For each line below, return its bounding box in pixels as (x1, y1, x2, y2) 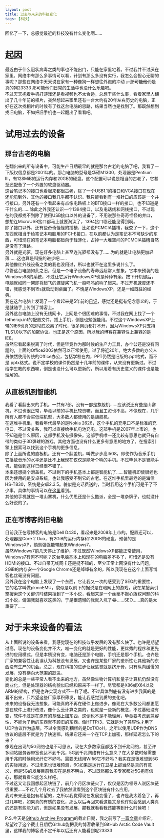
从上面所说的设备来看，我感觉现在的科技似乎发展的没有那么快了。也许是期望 (5, 639, 159, 645)
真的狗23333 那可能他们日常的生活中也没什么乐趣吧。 (5, 85, 114, 91)
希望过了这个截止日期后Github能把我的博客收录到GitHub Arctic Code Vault (5, 821, 155, 827)
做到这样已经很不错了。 (18, 463, 65, 469)
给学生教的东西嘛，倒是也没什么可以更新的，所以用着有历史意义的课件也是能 (5, 366, 159, 372)
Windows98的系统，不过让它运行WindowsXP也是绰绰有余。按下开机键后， (5, 274, 156, 280)
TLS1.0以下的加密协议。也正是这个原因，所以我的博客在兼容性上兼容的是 (5, 329, 151, 335)
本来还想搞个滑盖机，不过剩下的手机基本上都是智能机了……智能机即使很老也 (5, 469, 158, 475)
